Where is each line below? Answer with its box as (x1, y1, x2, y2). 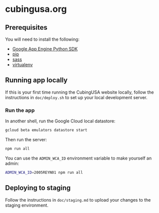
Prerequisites (5, 23, 48, 32)
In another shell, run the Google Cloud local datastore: (5, 118, 115, 124)
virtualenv (12, 62, 33, 67)
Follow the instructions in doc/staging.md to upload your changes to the (5, 197, 151, 203)
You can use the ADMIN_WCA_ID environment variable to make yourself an (5, 155, 152, 161)
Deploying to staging (5, 184, 71, 192)
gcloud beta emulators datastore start (5, 128, 88, 133)
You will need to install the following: (5, 36, 80, 42)
